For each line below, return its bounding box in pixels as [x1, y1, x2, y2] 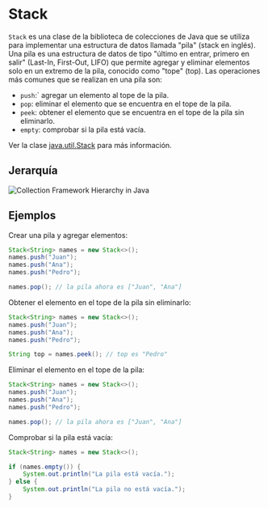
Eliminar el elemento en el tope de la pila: [8, 365, 145, 375]
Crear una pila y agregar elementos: [8, 230, 128, 239]
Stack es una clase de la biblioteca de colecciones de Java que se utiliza [8, 32, 250, 41]
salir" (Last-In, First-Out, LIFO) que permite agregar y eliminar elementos [8, 57, 250, 67]
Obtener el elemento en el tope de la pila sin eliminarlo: [8, 297, 191, 307]
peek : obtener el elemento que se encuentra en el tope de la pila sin [19, 107, 245, 117]
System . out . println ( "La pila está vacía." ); [23, 470, 175, 478]
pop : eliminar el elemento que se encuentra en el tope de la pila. [19, 99, 232, 108]
